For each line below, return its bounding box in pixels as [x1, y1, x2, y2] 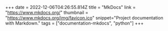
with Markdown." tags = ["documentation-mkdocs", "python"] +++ [5, 20, 144, 26]
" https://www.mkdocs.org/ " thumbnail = [5, 9, 89, 15]
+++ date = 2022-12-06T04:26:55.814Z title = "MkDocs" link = [5, 4, 136, 10]
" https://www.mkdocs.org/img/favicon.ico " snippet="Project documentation [5, 15, 163, 20]
